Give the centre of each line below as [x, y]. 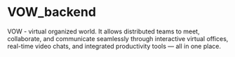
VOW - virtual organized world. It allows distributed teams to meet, [103, 31]
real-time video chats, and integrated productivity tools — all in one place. [114, 46]
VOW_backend [52, 12]
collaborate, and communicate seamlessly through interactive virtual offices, [118, 38]
